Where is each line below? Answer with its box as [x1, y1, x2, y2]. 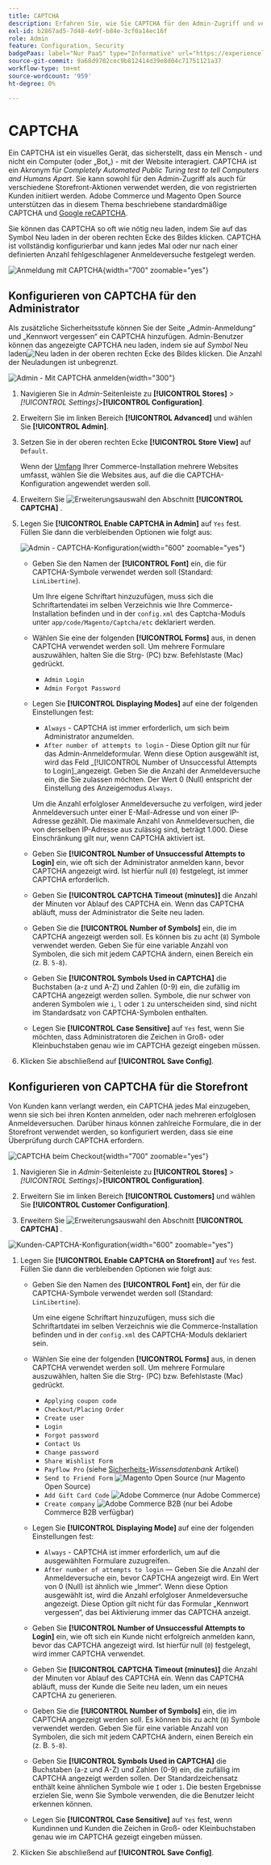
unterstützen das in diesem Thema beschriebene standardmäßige [8, 200, 227, 210]
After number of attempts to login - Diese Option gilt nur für [44, 740, 251, 750]
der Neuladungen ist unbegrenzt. [8, 358, 119, 367]
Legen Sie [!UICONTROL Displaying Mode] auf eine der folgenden [31, 1523, 254, 1533]
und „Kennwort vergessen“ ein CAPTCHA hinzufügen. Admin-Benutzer [8, 332, 244, 341]
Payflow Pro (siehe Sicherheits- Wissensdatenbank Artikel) [44, 1464, 240, 1474]
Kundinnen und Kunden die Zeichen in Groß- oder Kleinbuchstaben [31, 1824, 256, 1833]
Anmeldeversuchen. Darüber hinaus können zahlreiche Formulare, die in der [8, 1118, 262, 1129]
